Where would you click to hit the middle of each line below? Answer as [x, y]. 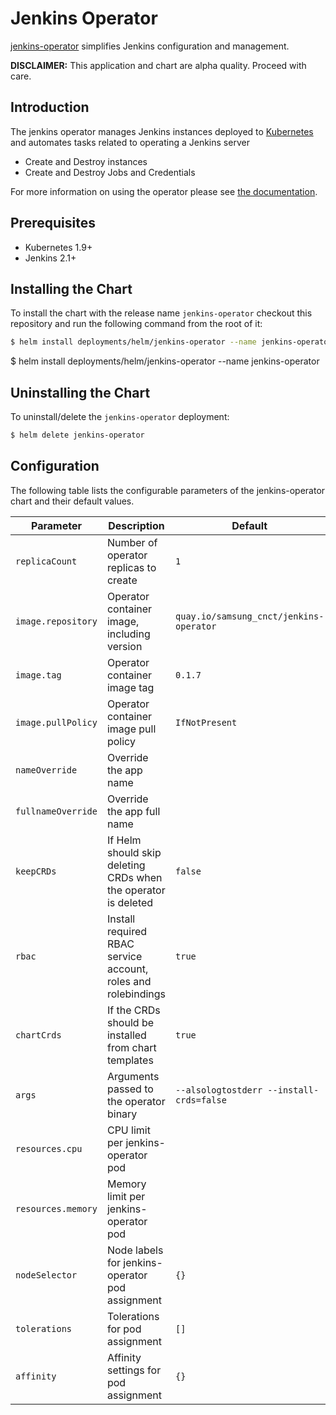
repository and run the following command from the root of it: [136, 324]
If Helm [124, 840]
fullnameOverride [56, 811]
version [124, 646]
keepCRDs [36, 871]
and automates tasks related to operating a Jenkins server [130, 142]
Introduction [50, 107]
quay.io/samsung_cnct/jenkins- [250, 616]
